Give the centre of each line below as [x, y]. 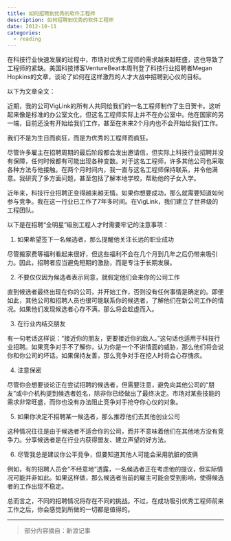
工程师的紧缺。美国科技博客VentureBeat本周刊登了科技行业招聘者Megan [110, 68]
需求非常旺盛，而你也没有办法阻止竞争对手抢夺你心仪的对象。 [95, 402]
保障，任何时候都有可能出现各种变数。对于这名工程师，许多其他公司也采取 [118, 161]
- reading [27, 39]
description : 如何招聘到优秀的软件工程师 [60, 20]
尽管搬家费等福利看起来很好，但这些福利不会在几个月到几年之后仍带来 [107, 254]
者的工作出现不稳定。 [37, 487]
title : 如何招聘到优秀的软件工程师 [51, 13]
